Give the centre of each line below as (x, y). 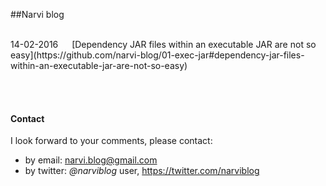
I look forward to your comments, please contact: (111, 141)
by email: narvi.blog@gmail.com (91, 160)
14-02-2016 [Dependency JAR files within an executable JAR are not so (163, 44)
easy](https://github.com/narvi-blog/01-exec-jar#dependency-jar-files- (157, 55)
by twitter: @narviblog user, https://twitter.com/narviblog (142, 171)
